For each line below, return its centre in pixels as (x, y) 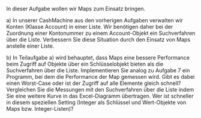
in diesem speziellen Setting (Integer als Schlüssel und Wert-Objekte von (96, 102)
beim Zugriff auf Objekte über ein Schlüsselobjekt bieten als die (85, 64)
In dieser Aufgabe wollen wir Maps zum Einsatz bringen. (76, 9)
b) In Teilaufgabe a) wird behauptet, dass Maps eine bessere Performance (98, 57)
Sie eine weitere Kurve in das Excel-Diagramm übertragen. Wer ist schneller (100, 96)
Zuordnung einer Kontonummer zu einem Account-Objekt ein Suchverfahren (101, 33)
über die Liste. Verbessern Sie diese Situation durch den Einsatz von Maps (98, 39)
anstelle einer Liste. (30, 46)
